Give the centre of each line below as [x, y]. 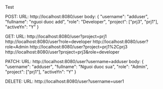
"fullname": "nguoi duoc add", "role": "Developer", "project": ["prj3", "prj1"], [82, 22]
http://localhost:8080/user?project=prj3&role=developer [62, 52]
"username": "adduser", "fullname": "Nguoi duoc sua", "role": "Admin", [77, 67]
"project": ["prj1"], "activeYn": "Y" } [41, 72]
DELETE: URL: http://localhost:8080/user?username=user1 [65, 81]
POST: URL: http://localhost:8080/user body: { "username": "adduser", [77, 16]
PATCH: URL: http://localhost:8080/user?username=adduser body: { [74, 61]
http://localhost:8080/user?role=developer [49, 42]
